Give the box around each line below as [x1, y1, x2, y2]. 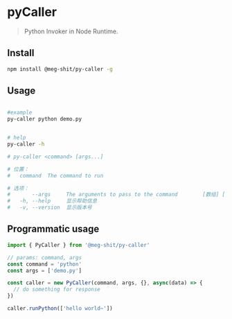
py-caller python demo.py [7, 116, 82, 123]
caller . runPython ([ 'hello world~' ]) [7, 305, 113, 312]
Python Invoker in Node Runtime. [24, 27, 119, 35]
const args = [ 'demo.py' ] [7, 267, 82, 274]
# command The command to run [7, 172, 104, 179]
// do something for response [13, 286, 100, 293]
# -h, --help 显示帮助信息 [7, 198, 98, 205]
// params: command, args [7, 254, 82, 261]
